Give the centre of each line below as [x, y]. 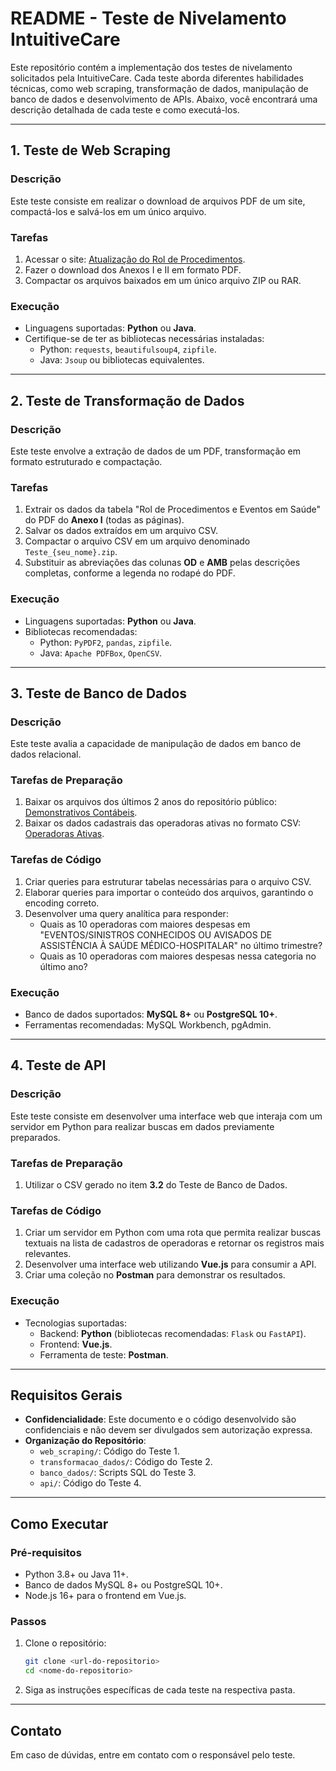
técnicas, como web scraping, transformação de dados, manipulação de [159, 88]
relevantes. [48, 1254]
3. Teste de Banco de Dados [99, 693]
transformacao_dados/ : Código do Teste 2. [126, 1462]
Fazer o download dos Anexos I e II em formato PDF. [133, 269]
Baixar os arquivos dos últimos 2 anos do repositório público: [151, 802]
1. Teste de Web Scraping [91, 150]
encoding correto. [62, 903]
